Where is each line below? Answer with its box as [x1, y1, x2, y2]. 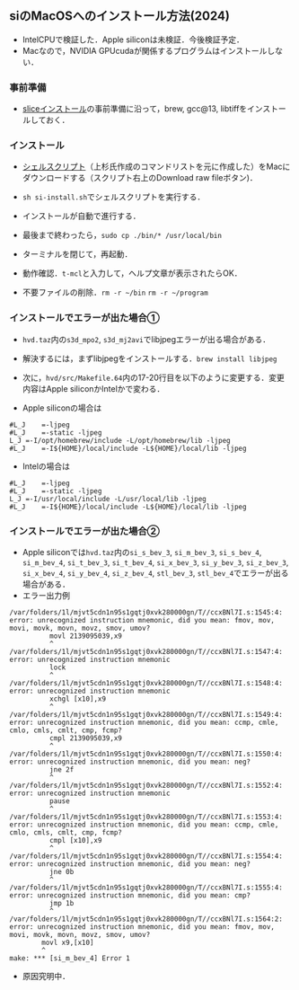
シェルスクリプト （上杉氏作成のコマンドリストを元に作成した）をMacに [22, 161, 291, 172]
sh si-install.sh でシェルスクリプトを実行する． [22, 191, 206, 202]
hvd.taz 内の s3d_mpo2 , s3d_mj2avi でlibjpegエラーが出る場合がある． [22, 333, 271, 344]
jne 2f [48, 765, 75, 774]
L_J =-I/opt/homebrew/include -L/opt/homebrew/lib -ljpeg [9, 436, 231, 445]
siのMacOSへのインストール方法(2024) [9, 8, 231, 24]
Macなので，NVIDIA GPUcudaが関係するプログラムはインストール [22, 45, 268, 56]
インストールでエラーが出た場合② [9, 525, 160, 537]
